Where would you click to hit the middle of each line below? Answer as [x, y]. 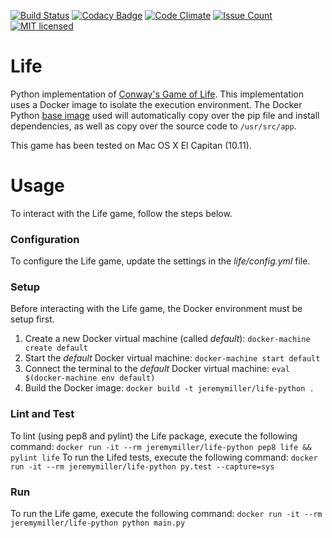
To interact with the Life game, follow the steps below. [121, 213]
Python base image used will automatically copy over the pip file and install [165, 115]
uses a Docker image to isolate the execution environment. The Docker [156, 104]
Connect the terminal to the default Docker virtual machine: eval [157, 369]
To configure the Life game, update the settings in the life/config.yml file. [160, 261]
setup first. [32, 319]
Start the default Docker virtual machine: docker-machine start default [172, 358]
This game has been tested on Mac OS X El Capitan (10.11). [131, 145]
